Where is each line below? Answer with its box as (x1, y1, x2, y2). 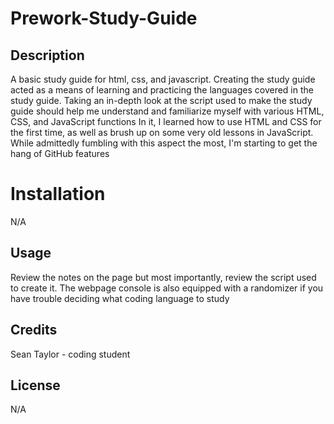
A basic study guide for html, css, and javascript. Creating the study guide (10, 73, 316, 85)
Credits (10, 322, 58, 339)
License (10, 377, 61, 394)
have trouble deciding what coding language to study (10, 292, 230, 304)
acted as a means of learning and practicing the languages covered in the (10, 84, 314, 96)
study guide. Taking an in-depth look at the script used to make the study (10, 95, 313, 106)
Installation (10, 183, 106, 206)
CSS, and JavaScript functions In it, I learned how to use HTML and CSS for (10, 116, 322, 127)
